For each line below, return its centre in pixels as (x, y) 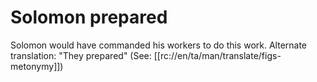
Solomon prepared (89, 17)
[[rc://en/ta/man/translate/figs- (217, 55)
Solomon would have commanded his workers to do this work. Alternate (159, 45)
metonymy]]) (37, 66)
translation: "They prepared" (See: (81, 55)
